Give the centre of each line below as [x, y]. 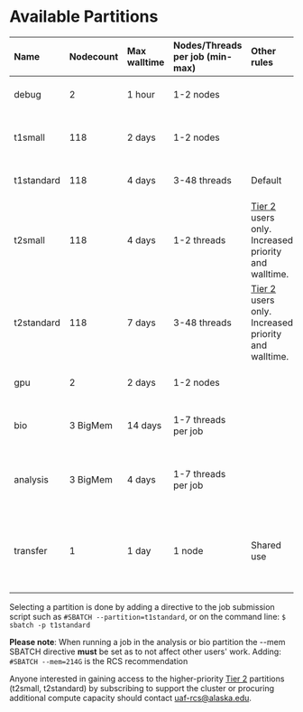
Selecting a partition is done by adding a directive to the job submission [142, 606]
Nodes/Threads [207, 45]
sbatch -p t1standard [50, 625]
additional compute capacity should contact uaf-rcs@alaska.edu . [131, 698]
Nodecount [94, 56]
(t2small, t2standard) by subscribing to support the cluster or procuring [142, 688]
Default [266, 180]
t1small [29, 137]
